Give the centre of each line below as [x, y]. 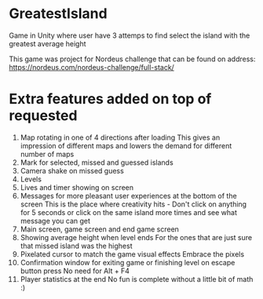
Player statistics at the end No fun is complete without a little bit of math [137, 279]
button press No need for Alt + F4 [75, 271]
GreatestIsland [58, 14]
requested [43, 116]
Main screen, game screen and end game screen [100, 229]
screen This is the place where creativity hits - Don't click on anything [133, 204]
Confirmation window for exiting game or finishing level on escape [128, 262]
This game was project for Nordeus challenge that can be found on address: [132, 59]
